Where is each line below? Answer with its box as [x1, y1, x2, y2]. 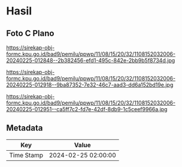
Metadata [6, 123, 43, 133]
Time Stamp [9, 151, 44, 159]
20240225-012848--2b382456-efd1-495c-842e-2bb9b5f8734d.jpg [6, 57, 175, 64]
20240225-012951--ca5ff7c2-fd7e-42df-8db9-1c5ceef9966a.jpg [6, 106, 168, 112]
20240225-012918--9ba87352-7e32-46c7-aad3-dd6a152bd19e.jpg [6, 81, 174, 88]
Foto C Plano [6, 28, 54, 38]
